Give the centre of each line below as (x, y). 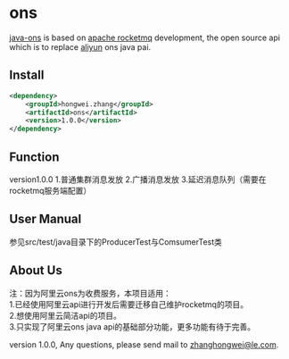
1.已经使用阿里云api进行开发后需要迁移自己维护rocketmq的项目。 (128, 304)
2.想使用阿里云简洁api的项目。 (66, 315)
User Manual (45, 219)
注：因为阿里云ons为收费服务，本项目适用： (91, 293)
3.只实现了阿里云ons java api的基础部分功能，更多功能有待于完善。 (132, 326)
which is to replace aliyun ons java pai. (80, 46)
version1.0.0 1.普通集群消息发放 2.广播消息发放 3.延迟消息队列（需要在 (138, 179)
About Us (36, 271)
